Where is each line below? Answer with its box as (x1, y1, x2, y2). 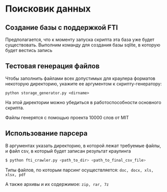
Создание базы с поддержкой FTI (5, 23, 118, 32)
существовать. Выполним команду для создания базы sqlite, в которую (5, 42, 160, 48)
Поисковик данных (5, 3, 91, 15)
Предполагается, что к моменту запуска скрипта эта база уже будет (5, 36, 155, 42)
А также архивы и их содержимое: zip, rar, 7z (5, 181, 109, 187)
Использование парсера (5, 129, 88, 138)
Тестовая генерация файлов (5, 62, 100, 71)
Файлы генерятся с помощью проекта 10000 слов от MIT (5, 114, 129, 120)
